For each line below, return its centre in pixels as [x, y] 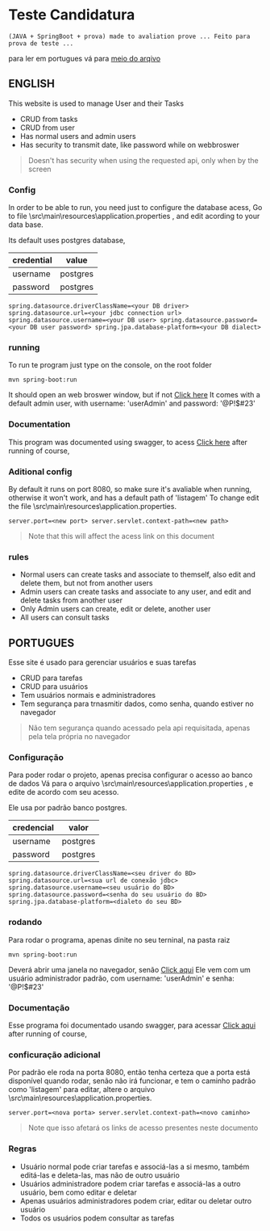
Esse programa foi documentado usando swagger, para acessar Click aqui [132, 1025]
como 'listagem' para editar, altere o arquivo [82, 1090]
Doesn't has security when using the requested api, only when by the [143, 160]
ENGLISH [31, 84]
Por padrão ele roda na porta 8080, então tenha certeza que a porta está [129, 1073]
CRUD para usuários [54, 687]
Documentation [39, 424]
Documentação [39, 1007]
